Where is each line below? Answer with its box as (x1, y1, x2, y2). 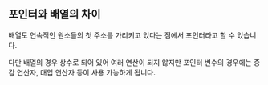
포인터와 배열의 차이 (8, 7, 101, 22)
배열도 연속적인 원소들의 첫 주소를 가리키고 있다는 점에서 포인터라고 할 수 (8, 30, 235, 40)
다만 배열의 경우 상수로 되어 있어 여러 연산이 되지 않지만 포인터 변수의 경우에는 (8, 57, 253, 67)
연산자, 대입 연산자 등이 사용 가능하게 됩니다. (16, 67, 156, 77)
